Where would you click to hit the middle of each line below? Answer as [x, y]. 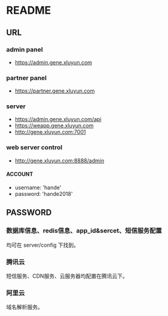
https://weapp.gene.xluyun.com [54, 125]
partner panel [26, 78]
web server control [34, 148]
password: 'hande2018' [44, 194]
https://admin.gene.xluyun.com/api [58, 119]
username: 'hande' [38, 187]
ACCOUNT [20, 174]
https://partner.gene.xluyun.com [55, 91]
